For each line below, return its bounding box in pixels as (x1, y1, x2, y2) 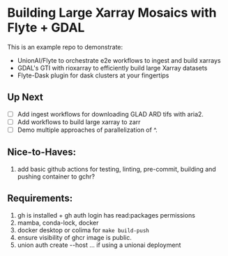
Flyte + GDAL (7, 20, 85, 36)
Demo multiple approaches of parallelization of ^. (17, 126, 158, 134)
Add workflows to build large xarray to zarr (17, 117, 141, 126)
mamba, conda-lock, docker (17, 218, 99, 227)
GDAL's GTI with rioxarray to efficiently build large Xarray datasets (17, 63, 208, 72)
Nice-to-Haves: (7, 146, 77, 158)
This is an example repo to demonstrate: (7, 43, 123, 51)
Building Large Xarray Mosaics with (7, 5, 217, 21)
